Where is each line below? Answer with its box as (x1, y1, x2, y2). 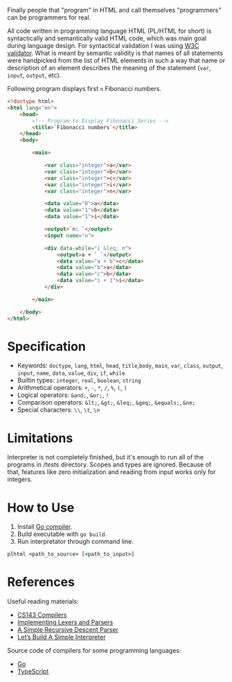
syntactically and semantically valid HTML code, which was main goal (7, 34, 206, 42)
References (7, 574, 75, 590)
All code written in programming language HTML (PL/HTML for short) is (7, 27, 212, 35)
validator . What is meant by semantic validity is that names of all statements (7, 49, 224, 57)
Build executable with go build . (17, 530, 107, 538)
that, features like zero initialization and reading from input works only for (7, 468, 216, 476)
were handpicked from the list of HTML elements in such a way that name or (7, 56, 226, 65)
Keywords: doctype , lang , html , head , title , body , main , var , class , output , (17, 362, 224, 370)
